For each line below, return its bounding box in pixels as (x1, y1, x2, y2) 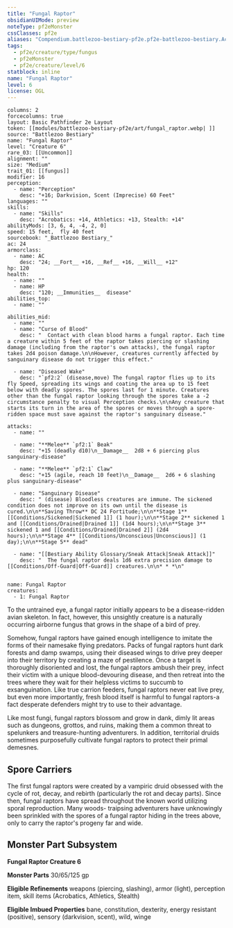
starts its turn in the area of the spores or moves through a (7, 405, 194, 412)
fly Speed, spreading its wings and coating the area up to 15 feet (7, 380, 209, 388)
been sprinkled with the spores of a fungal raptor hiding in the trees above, (7, 811, 221, 820)
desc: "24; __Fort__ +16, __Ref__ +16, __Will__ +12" (19, 259, 178, 266)
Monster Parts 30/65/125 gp (7, 870, 89, 879)
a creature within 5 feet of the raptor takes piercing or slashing (7, 338, 209, 345)
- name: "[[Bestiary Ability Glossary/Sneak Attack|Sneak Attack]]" (13, 551, 216, 558)
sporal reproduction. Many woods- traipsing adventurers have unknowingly (7, 804, 223, 812)
